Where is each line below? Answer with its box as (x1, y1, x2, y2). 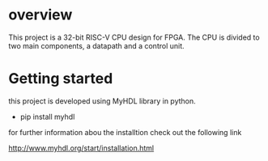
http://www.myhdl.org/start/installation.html (8, 143, 155, 153)
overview (8, 6, 73, 24)
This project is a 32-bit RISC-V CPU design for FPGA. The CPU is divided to (8, 32, 261, 42)
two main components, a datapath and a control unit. (8, 40, 185, 50)
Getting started (8, 70, 113, 88)
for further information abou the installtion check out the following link (8, 127, 242, 137)
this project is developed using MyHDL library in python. (8, 95, 196, 106)
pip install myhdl (19, 112, 75, 121)
